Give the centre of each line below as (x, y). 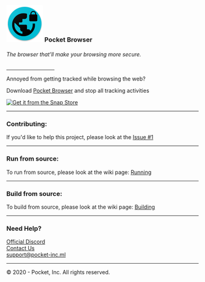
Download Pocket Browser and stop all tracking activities (78, 91)
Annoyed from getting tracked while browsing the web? (76, 79)
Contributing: (27, 124)
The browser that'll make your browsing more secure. (74, 54)
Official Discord (26, 242)
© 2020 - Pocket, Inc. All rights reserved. (58, 272)
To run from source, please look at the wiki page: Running (79, 172)
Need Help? (24, 228)
